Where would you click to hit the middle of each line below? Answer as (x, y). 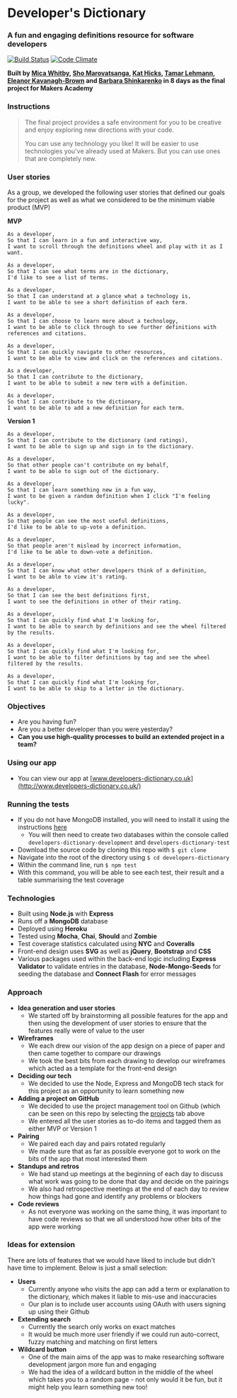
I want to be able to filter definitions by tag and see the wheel (109, 658)
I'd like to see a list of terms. (58, 278)
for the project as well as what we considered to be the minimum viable (111, 200)
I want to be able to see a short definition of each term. (98, 303)
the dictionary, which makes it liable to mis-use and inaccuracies (122, 1297)
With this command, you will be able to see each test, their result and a (121, 872)
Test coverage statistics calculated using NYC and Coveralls (106, 944)
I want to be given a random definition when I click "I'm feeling (109, 496)
